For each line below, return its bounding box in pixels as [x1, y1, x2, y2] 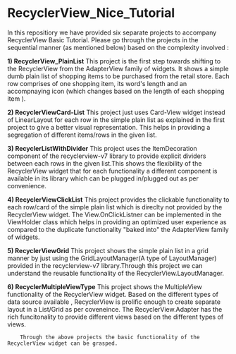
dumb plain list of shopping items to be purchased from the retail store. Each [7, 72, 230, 80]
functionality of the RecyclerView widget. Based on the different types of [7, 290, 218, 298]
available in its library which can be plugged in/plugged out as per [7, 174, 199, 183]
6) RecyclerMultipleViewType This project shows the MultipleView [7, 282, 202, 291]
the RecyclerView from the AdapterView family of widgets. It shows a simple [7, 64, 229, 73]
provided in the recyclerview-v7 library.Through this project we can [7, 261, 203, 269]
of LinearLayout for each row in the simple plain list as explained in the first [7, 115, 225, 124]
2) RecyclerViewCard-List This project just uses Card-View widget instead [7, 108, 225, 116]
